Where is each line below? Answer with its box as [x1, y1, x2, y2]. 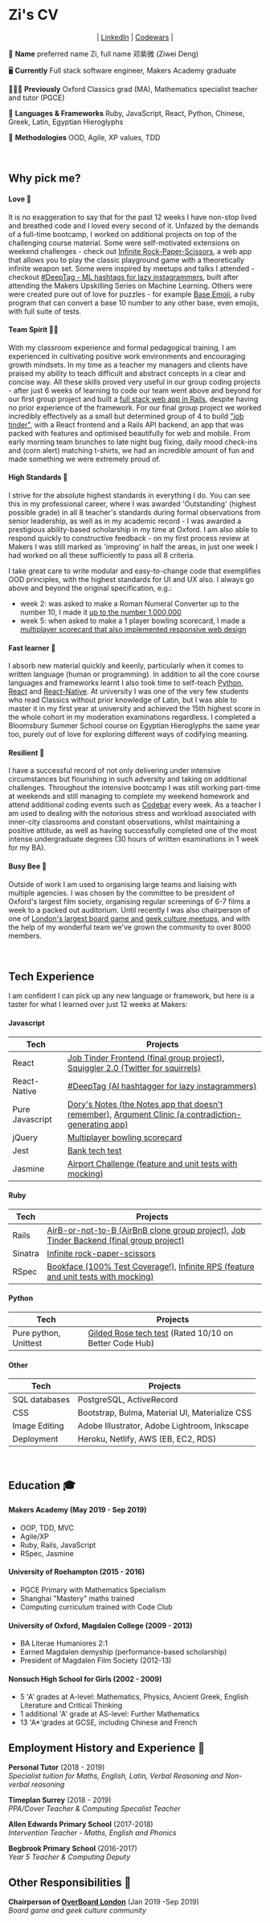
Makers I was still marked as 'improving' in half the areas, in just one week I [8, 542, 259, 552]
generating [67, 1118, 109, 1130]
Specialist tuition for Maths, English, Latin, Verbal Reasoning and [8, 1771, 223, 1781]
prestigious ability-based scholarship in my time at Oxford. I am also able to [8, 524, 259, 534]
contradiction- [186, 1109, 243, 1120]
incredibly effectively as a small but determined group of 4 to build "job [8, 411, 244, 421]
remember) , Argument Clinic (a [67, 1109, 185, 1120]
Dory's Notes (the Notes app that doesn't [67, 1098, 223, 1109]
